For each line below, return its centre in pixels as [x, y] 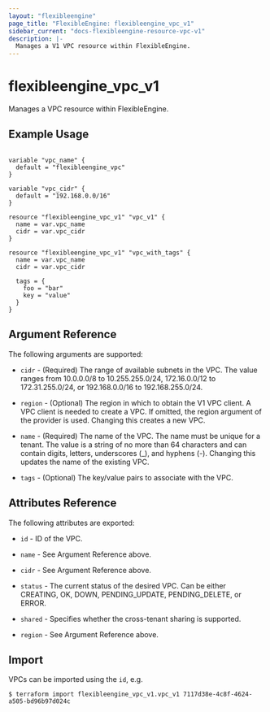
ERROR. [33, 603]
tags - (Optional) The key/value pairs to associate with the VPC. [126, 477]
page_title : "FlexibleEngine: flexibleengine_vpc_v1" [102, 24]
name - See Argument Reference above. [86, 554]
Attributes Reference [63, 504]
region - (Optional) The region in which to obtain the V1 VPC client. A [135, 402]
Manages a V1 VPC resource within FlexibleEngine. [103, 46]
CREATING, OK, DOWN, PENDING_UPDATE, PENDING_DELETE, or [131, 594]
